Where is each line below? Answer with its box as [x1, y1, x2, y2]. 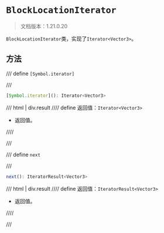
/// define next [6, 151, 41, 158]
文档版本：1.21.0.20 [20, 22, 68, 29]
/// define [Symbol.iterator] [6, 70, 75, 77]
